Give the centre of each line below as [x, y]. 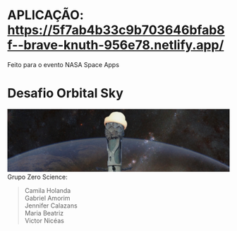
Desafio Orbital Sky [65, 94]
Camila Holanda [48, 190]
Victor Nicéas [44, 220]
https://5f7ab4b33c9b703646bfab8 [116, 30]
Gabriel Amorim [47, 198]
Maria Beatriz [44, 213]
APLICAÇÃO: [46, 15]
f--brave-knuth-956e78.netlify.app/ [116, 45]
